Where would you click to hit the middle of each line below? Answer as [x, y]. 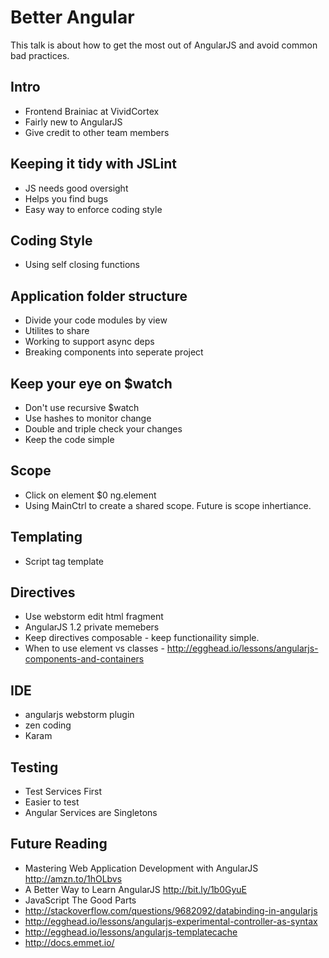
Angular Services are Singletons [91, 813]
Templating [46, 537]
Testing [34, 767]
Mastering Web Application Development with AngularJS [141, 868]
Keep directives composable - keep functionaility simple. [142, 638]
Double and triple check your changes [103, 429]
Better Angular [72, 17]
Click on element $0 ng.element [90, 495]
